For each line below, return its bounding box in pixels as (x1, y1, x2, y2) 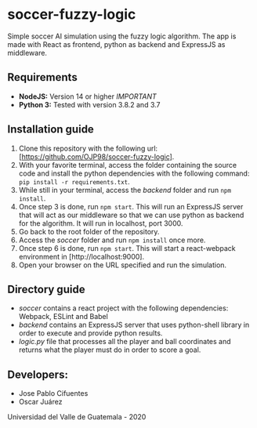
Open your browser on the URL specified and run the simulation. (18, 260, 227, 270)
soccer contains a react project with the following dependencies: (18, 303, 229, 313)
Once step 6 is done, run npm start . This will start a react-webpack (18, 243, 236, 252)
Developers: (7, 368, 68, 381)
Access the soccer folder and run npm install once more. (18, 235, 206, 245)
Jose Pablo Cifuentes (18, 389, 89, 398)
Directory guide (7, 282, 85, 296)
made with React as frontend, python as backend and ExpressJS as (7, 39, 226, 49)
